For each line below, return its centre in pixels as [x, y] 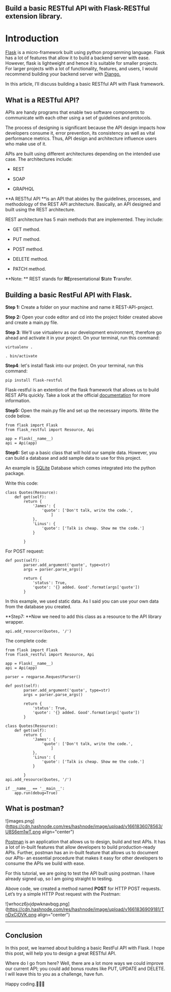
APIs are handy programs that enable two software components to [75, 112]
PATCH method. [29, 269]
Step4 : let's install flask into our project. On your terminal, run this [74, 365]
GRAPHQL [23, 189]
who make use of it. [26, 144]
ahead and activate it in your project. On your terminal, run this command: [83, 338]
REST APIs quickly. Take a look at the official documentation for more [78, 395]
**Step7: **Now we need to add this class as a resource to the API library [83, 616]
